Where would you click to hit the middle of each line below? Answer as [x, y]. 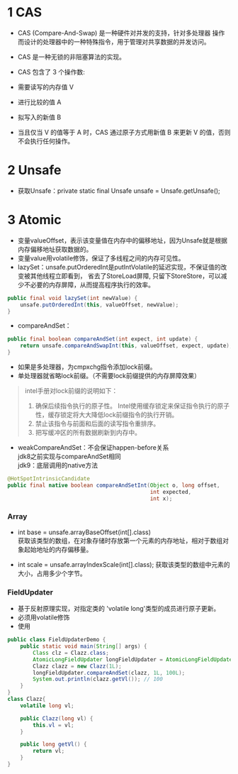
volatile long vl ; [47, 706]
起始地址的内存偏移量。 [58, 549]
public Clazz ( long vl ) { [57, 718]
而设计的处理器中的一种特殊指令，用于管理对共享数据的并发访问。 [114, 42]
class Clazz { [27, 700]
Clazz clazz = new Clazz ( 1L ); [77, 666]
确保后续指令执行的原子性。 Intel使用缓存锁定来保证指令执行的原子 [132, 406]
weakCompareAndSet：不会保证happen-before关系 [93, 448]
